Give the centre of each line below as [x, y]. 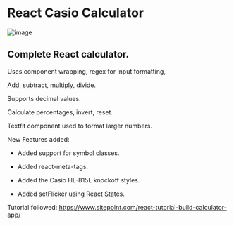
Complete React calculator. [68, 54]
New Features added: [38, 139]
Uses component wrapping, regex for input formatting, [86, 71]
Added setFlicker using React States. [71, 194]
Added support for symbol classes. [68, 153]
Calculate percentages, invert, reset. [60, 112]
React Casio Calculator [76, 13]
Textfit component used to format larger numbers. [80, 126]
